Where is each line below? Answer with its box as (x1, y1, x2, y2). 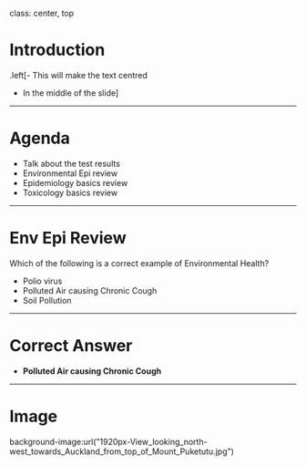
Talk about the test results (22, 158, 121, 169)
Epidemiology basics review (22, 177, 128, 188)
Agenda (9, 128, 70, 149)
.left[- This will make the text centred (9, 69, 148, 80)
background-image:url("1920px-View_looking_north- (9, 436, 208, 447)
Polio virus (22, 275, 63, 286)
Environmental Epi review (22, 168, 118, 179)
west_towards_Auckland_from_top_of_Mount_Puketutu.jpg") (9, 446, 235, 457)
